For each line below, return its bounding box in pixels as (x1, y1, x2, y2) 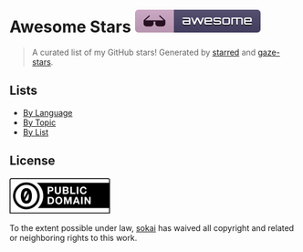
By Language (22, 107, 73, 118)
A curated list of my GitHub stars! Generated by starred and (31, 47, 256, 58)
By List (22, 126, 49, 137)
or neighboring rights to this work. (9, 232, 138, 243)
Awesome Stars (9, 16, 131, 37)
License (9, 153, 56, 169)
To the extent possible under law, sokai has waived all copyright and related (9, 222, 295, 233)
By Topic (22, 117, 57, 128)
